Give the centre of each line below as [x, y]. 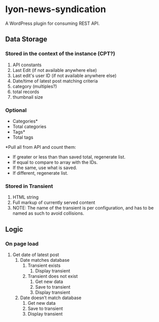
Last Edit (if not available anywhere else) [55, 70]
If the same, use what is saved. [45, 168]
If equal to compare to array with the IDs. [55, 162]
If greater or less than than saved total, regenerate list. [69, 157]
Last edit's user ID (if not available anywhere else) [65, 75]
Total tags [23, 137]
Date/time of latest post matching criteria [55, 81]
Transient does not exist [53, 276]
